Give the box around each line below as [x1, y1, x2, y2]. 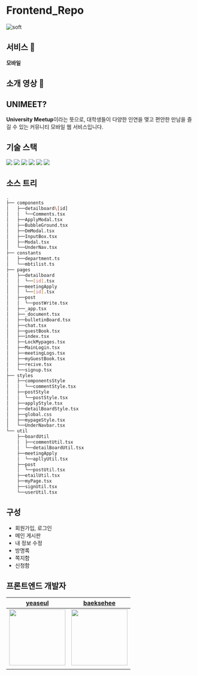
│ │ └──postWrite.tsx [6, 300, 68, 306]
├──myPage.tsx [17, 478, 52, 485]
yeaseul [26, 599, 49, 607]
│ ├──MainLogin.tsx [6, 345, 60, 351]
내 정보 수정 [14, 539, 43, 546]
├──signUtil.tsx [17, 484, 58, 490]
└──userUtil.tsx [17, 489, 58, 495]
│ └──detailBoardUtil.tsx [17, 444, 84, 450]
